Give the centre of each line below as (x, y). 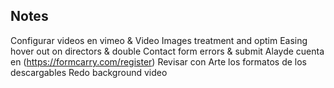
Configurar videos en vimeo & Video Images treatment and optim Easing (159, 40)
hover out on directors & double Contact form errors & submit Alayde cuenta (167, 51)
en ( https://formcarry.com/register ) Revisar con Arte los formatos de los (158, 61)
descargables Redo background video (89, 72)
